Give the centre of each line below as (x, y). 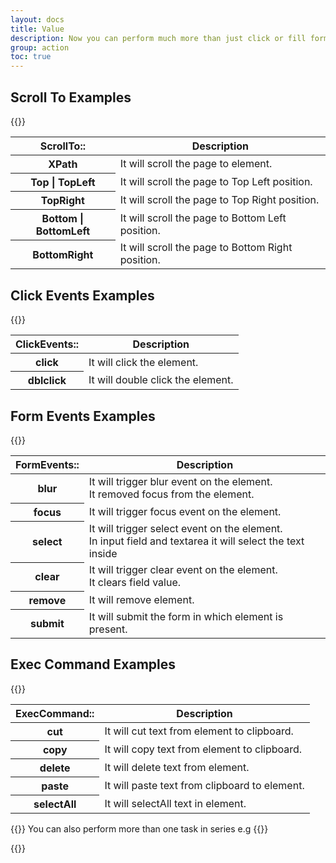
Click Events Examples (82, 295)
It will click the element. (143, 362)
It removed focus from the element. (171, 494)
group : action (40, 47)
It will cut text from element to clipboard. (199, 731)
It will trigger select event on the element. (185, 529)
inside (103, 554)
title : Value (37, 29)
